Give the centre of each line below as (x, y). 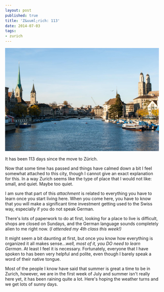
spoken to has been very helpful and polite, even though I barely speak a (78, 254)
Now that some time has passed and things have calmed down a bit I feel (79, 168)
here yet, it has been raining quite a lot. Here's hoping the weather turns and (82, 279)
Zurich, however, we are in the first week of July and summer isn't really (78, 274)
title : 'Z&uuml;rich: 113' (32, 21)
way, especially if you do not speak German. (50, 209)
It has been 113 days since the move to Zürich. (51, 159)
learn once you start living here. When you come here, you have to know (78, 199)
